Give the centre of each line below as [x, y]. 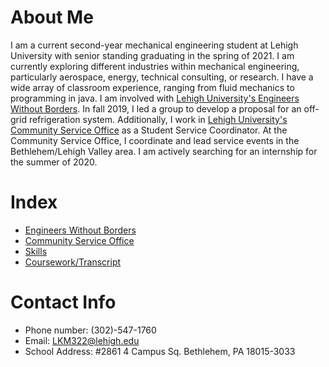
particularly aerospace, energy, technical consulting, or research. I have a [162, 77]
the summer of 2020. [54, 162]
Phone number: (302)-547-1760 [90, 330]
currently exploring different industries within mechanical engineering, [155, 66]
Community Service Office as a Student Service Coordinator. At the [149, 130]
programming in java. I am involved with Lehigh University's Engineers [155, 98]
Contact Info [63, 302]
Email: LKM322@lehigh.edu [82, 340]
